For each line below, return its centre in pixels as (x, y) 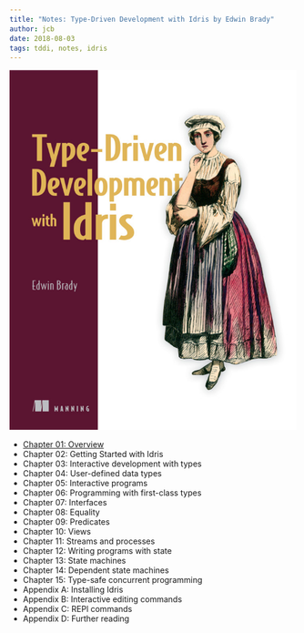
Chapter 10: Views (56, 532)
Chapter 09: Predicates (66, 522)
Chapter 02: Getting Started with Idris (93, 454)
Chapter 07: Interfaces (65, 503)
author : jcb (32, 29)
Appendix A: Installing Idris (73, 590)
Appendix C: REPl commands (77, 609)
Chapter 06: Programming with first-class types (112, 493)
